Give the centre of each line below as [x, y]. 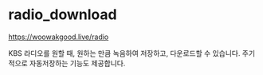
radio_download [63, 15]
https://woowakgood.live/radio [59, 37]
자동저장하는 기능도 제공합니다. [77, 63]
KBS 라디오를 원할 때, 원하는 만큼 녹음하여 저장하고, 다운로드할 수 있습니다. [124, 53]
